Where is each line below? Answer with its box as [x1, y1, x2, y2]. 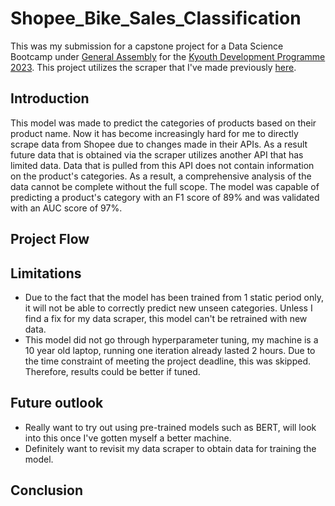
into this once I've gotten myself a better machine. [24, 432, 232, 444]
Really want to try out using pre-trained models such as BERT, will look [24, 421, 317, 433]
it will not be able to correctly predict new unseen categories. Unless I [24, 302, 313, 314]
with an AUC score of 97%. [10, 202, 123, 214]
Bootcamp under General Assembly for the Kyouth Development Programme [10, 50, 326, 62]
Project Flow [10, 231, 90, 248]
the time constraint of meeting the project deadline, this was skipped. [24, 355, 312, 367]
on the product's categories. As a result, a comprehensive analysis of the [10, 170, 312, 182]
